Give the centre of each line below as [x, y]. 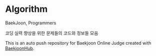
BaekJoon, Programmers [31, 23]
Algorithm [26, 9]
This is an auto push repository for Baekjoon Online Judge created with [78, 43]
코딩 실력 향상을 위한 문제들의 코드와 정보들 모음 [52, 33]
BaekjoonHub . [20, 48]
